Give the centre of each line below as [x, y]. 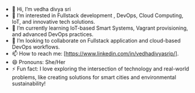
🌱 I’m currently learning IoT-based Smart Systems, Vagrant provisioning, [100, 28]
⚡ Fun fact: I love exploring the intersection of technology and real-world [100, 69]
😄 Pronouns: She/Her [39, 62]
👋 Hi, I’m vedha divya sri [41, 9]
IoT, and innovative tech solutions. [53, 22]
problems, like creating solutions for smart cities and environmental [94, 77]
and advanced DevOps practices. [52, 34]
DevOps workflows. [36, 47]
